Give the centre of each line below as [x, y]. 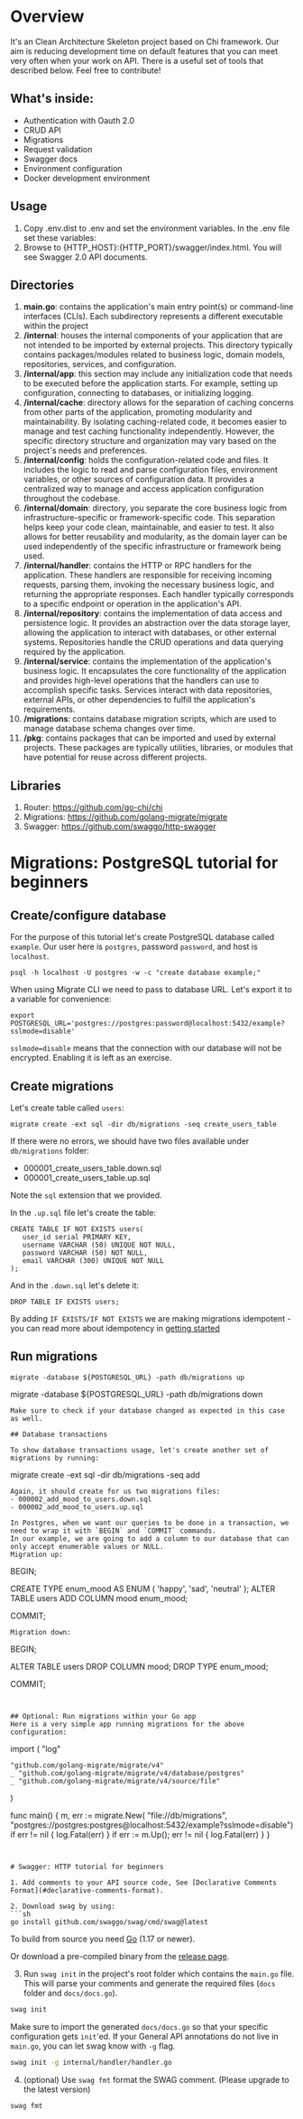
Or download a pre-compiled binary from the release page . [120, 1956]
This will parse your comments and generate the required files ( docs [149, 1983]
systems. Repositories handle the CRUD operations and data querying [153, 642]
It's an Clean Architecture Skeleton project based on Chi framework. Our [145, 41]
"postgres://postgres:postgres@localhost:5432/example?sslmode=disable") [152, 1825]
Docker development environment [87, 178]
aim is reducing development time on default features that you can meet [144, 51]
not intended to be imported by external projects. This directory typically [158, 345]
